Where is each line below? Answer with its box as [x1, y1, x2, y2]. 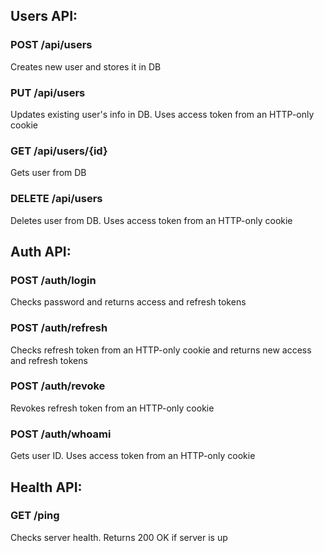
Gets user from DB [10, 167, 87, 179]
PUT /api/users [10, 85, 86, 99]
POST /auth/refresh [10, 321, 108, 335]
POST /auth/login [10, 273, 97, 287]
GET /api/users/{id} [10, 144, 108, 158]
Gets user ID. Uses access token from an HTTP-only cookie [10, 450, 256, 462]
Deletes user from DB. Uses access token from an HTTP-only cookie [10, 214, 293, 226]
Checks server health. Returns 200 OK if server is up [10, 531, 228, 543]
